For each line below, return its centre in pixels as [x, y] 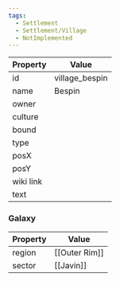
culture [25, 117]
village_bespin [81, 78]
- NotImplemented [44, 38]
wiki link [27, 181]
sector [24, 265]
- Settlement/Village [51, 30]
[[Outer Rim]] [79, 252]
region [24, 252]
